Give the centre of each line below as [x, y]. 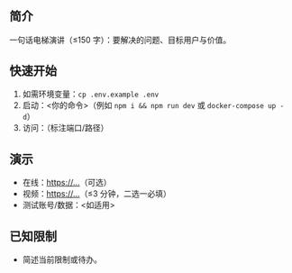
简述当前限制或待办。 [62, 259]
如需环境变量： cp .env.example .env [91, 94]
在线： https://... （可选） [67, 183]
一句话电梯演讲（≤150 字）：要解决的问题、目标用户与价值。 [120, 40]
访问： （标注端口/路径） [65, 128]
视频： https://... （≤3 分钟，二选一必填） [96, 194]
